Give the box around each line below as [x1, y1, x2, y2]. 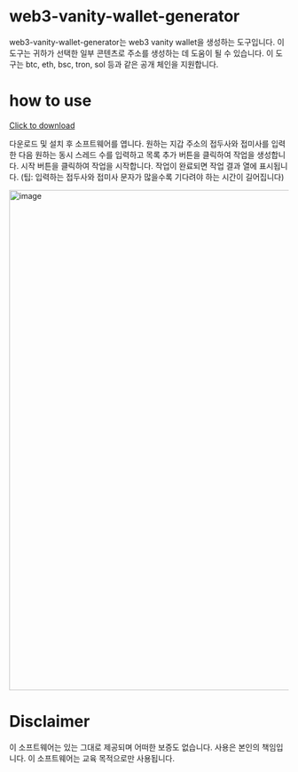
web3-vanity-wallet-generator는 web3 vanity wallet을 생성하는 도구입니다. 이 [9, 36, 286, 47]
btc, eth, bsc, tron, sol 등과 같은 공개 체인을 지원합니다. [25, 59, 219, 69]
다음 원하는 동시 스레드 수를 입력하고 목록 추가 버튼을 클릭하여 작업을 [18, 149, 255, 160]
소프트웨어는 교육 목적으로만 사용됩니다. [36, 752, 176, 763]
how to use [9, 91, 92, 111]
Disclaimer [9, 712, 90, 732]
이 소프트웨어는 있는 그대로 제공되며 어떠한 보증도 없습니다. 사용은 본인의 [9, 742, 260, 752]
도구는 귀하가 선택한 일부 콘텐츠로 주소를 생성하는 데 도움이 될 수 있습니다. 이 [9, 47, 274, 59]
